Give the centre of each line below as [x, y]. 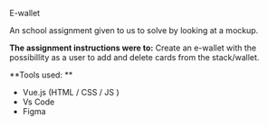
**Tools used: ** [41, 75]
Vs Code [38, 102]
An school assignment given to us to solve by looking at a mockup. [134, 30]
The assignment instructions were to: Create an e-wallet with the [133, 48]
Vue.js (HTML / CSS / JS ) [71, 92]
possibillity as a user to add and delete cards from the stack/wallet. [134, 57]
